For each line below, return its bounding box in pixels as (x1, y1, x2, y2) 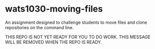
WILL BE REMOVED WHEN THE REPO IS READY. (5, 39, 102, 45)
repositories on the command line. (5, 24, 74, 30)
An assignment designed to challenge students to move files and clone (5, 19, 148, 25)
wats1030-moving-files (5, 3, 103, 15)
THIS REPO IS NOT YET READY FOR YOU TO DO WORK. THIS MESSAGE (5, 34, 151, 40)
